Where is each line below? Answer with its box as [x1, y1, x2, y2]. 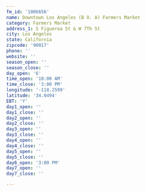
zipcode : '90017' [6, 43, 50, 49]
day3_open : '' [6, 126, 42, 132]
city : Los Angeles [6, 31, 52, 37]
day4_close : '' [6, 142, 44, 149]
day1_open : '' [6, 103, 42, 110]
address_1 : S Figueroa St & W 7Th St [6, 25, 101, 32]
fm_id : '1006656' [6, 8, 50, 15]
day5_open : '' [6, 148, 42, 154]
